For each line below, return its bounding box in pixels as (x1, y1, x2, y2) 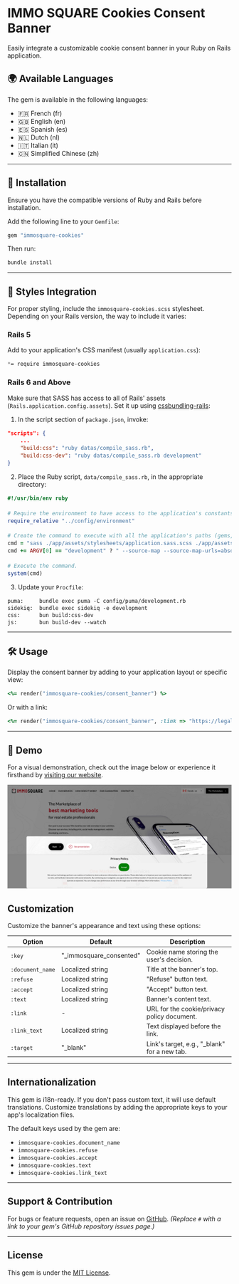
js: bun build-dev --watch (7, 619, 107, 626)
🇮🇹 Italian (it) (17, 141, 59, 149)
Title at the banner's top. (146, 965, 218, 974)
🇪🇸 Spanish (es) (17, 125, 68, 133)
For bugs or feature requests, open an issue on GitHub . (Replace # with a (7, 1214, 222, 1223)
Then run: (7, 244, 36, 253)
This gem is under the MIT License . (7, 1268, 111, 1277)
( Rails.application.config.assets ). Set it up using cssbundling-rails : (7, 401, 211, 410)
